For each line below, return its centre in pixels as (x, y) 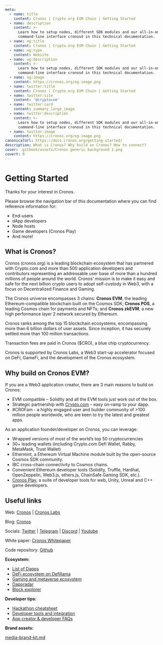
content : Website (31, 55)
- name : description (30, 23)
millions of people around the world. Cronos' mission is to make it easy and (80, 279)
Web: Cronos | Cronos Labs (33, 512)
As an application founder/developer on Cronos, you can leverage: (72, 429)
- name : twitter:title (32, 86)
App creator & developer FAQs (42, 619)
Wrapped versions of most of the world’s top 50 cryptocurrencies (77, 439)
